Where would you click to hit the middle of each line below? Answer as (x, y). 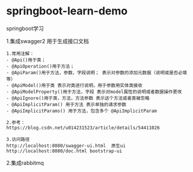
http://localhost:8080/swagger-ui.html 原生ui (66, 146)
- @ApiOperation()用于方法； (41, 66)
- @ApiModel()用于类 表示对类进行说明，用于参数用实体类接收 (74, 85)
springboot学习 (25, 28)
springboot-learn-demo (67, 11)
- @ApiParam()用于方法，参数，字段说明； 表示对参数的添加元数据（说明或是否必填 (97, 73)
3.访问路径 (18, 139)
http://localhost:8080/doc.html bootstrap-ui (64, 151)
